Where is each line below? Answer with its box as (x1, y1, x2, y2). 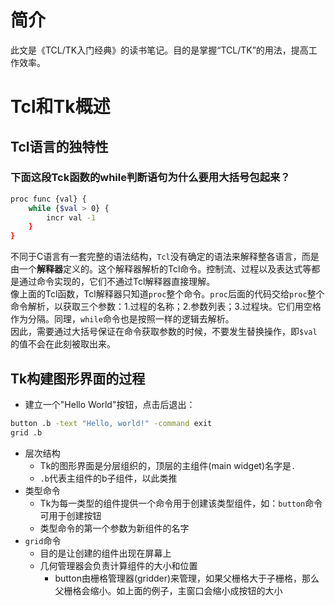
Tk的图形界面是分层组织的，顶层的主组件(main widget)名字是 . (39, 459, 297, 471)
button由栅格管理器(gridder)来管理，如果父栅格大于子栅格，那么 (54, 572, 320, 584)
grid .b (10, 427, 43, 438)
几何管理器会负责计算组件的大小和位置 (39, 559, 198, 571)
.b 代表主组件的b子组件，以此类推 (39, 472, 178, 484)
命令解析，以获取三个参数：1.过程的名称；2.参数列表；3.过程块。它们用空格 (10, 301, 322, 313)
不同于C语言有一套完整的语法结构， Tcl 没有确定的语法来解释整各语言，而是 (10, 251, 320, 263)
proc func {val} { (10, 194, 87, 204)
